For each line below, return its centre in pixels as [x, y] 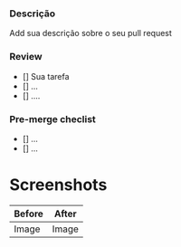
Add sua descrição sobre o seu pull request [90, 33]
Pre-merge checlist [53, 119]
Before [29, 214]
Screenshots [58, 185]
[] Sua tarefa [46, 76]
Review [26, 57]
